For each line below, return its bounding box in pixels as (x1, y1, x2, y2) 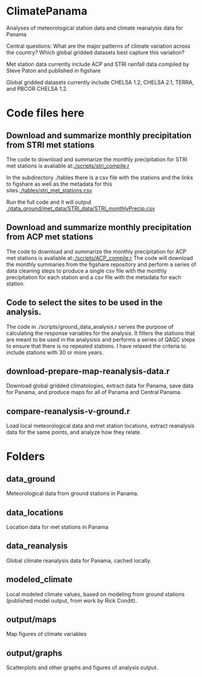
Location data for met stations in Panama (6, 523, 109, 530)
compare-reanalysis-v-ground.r (6, 406, 130, 416)
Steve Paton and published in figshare (6, 66, 101, 74)
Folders (6, 450, 45, 464)
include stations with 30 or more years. (6, 349, 104, 356)
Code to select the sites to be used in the (6, 297, 163, 308)
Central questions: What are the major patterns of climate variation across (6, 42, 191, 50)
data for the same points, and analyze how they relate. (6, 429, 142, 436)
